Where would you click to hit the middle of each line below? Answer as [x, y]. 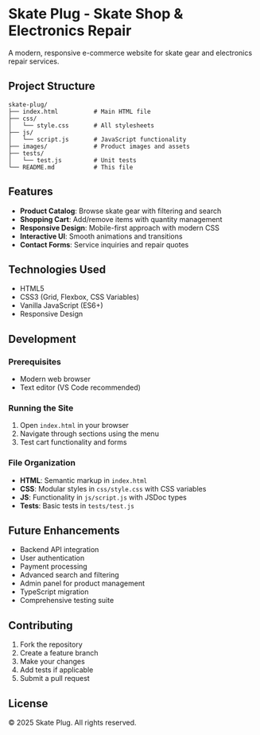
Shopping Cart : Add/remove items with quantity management [121, 219]
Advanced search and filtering [69, 575]
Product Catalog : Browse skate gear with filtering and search [120, 211]
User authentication [52, 558]
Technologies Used [57, 269]
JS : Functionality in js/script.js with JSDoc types [103, 497]
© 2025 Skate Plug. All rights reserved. [72, 723]
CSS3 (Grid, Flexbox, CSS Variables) [80, 297]
